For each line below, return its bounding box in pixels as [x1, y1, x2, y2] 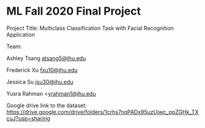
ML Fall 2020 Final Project [6, 4, 141, 18]
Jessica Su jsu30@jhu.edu [6, 78, 73, 85]
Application [6, 30, 35, 38]
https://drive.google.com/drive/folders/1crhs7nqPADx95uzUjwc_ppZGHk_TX [6, 108, 199, 115]
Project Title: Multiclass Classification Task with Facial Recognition [6, 24, 174, 32]
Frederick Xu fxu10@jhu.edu [6, 66, 78, 74]
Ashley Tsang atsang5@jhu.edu [6, 54, 86, 62]
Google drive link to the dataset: [6, 102, 87, 109]
